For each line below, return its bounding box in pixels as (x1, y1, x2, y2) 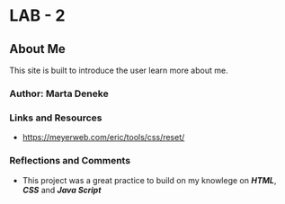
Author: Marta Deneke (9, 87, 110, 100)
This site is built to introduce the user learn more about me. (9, 65, 228, 75)
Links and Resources (9, 111, 102, 124)
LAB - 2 (9, 5, 66, 26)
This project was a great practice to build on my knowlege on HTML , (22, 174, 277, 185)
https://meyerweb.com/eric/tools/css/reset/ (22, 132, 185, 143)
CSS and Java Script (22, 184, 102, 195)
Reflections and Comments (9, 155, 131, 167)
